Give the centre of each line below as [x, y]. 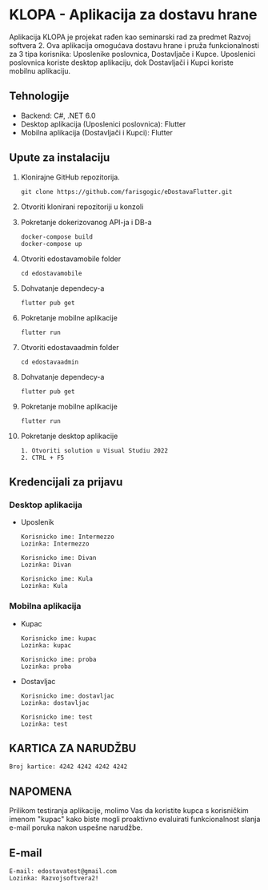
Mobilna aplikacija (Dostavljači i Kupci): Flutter [96, 132]
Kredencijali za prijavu [66, 482]
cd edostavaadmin [50, 362]
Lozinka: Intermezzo [55, 544]
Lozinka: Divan [46, 565]
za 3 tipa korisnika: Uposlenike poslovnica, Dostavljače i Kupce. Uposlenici [132, 54]
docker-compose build [56, 237]
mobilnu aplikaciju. [40, 70]
